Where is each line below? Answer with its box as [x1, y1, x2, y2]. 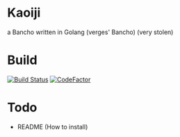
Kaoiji [7, 5, 41, 21]
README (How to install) [17, 122, 88, 131]
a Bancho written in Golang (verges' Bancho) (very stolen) [7, 28, 174, 36]
